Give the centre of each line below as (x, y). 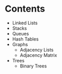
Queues (20, 33)
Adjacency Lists (37, 50)
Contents (25, 9)
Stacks (19, 28)
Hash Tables (25, 39)
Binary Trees (33, 66)
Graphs (20, 44)
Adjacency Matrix (38, 55)
